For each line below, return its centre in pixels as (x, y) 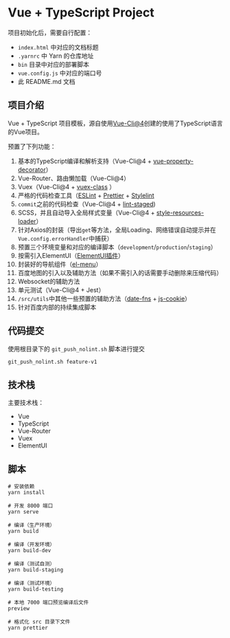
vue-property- (173, 161)
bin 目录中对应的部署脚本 (54, 64)
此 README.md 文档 (46, 81)
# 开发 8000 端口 (31, 506)
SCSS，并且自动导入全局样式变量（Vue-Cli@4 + (86, 212)
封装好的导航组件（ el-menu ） (60, 264)
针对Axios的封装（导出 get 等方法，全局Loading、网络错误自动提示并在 (117, 230)
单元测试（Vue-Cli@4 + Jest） (61, 289)
